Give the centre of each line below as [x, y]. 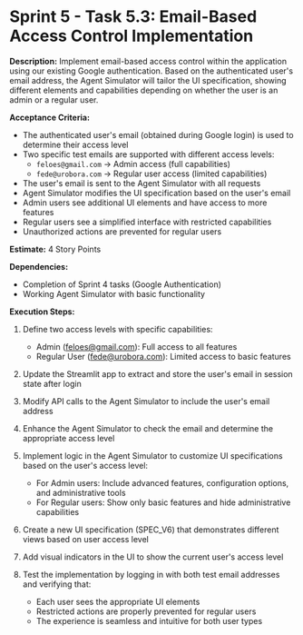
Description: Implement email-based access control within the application [148, 61]
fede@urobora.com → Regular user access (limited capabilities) [151, 174]
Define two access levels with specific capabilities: [117, 329]
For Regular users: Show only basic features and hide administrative [163, 502]
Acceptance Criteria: [50, 117]
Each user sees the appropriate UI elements [118, 601]
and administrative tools [81, 492]
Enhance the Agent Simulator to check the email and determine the [148, 428]
